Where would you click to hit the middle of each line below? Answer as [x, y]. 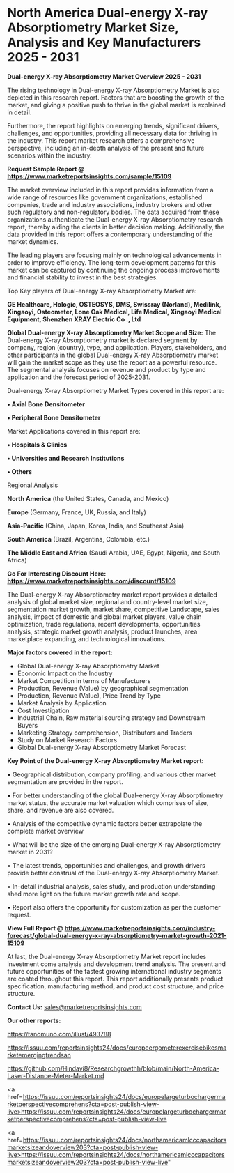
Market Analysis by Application [62, 703]
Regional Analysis [33, 485]
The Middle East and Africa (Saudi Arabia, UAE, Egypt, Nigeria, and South [114, 553]
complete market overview [45, 831]
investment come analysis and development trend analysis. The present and [117, 964]
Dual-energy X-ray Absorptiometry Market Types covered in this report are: [116, 390]
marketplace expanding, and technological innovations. [86, 638]
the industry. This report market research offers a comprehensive [101, 140]
